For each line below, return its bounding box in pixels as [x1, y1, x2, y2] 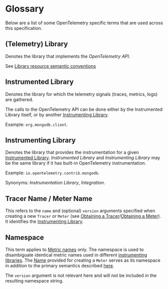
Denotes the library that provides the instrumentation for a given [5, 150, 139, 156]
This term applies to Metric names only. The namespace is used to [5, 247, 144, 253]
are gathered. [5, 97, 34, 103]
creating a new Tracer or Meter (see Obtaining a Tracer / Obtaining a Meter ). [5, 213, 161, 219]
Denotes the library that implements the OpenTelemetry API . [5, 53, 131, 59]
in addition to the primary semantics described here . [5, 263, 115, 268]
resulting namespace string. [5, 278, 64, 283]
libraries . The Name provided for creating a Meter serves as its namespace [5, 257, 161, 263]
